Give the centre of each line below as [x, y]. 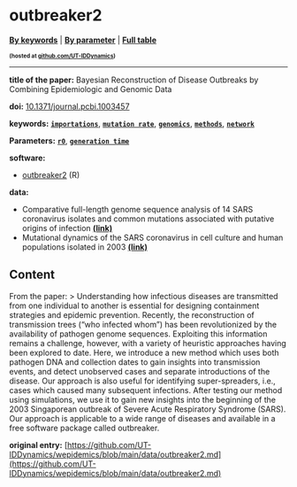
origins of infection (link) [67, 228]
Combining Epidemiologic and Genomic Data [91, 89]
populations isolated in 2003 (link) [84, 247]
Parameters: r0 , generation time [69, 140]
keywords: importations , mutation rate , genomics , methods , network [132, 123]
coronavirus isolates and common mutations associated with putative [148, 219]
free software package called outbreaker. [84, 428]
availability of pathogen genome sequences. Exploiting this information [138, 334]
